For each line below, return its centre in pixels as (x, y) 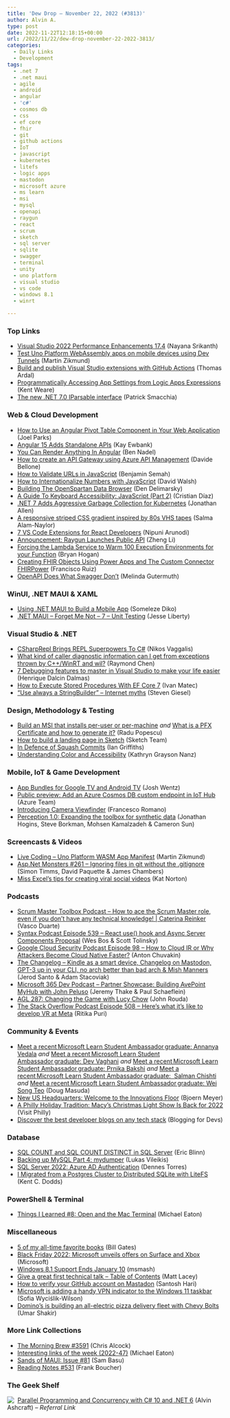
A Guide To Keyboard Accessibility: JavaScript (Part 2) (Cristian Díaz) (115, 496)
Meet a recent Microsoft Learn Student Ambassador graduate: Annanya (118, 1046)
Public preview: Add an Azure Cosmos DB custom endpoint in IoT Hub (116, 795)
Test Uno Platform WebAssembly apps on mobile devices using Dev (113, 353)
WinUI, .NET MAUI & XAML (53, 594)
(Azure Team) (36, 802)
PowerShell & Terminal (46, 1199)
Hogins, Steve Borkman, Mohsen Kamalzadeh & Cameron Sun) (106, 824)
